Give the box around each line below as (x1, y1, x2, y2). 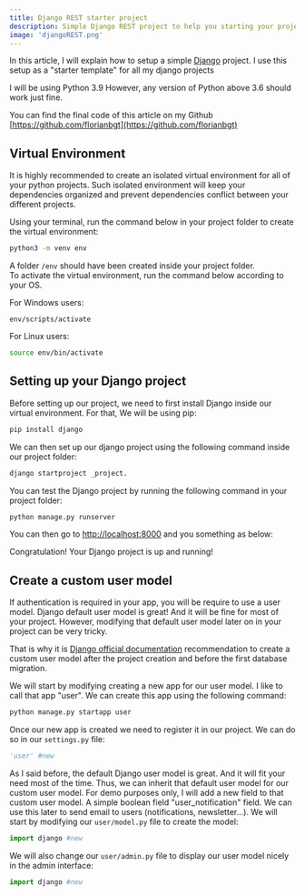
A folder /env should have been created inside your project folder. (9, 260, 256, 271)
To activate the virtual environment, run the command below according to (9, 270, 284, 281)
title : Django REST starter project (9, 13, 148, 23)
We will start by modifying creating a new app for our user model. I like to (9, 680, 283, 691)
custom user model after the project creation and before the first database (9, 653, 288, 664)
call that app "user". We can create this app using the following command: (9, 690, 287, 701)
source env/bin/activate (9, 348, 103, 357)
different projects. (9, 199, 76, 210)
